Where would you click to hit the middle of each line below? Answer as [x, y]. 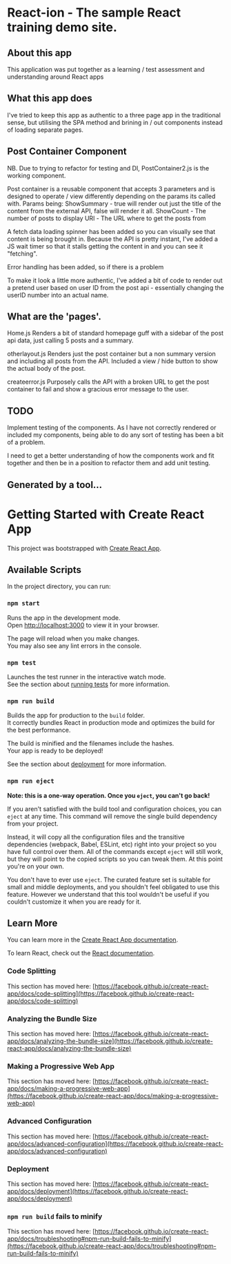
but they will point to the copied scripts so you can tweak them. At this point [115, 859]
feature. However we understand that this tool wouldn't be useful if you [108, 894]
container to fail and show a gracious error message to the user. [98, 389]
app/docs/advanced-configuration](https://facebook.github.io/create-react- [115, 1143]
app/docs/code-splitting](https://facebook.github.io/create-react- [101, 993]
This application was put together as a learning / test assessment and [106, 69]
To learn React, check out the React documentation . [81, 953]
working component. [37, 175]
